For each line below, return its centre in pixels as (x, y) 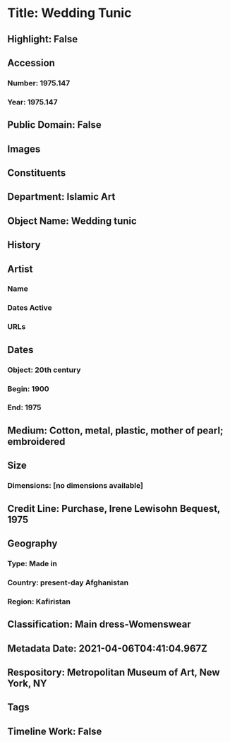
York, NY (27, 683)
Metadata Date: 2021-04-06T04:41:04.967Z (108, 648)
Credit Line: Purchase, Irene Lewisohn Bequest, (114, 509)
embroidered (36, 442)
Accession (31, 62)
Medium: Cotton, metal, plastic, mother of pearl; (115, 430)
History (24, 245)
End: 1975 (24, 407)
